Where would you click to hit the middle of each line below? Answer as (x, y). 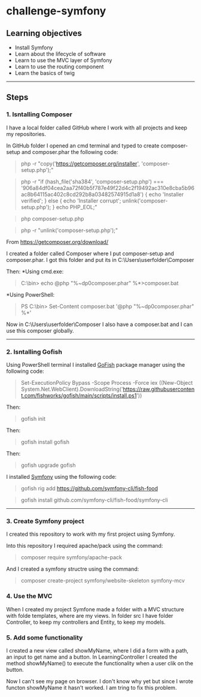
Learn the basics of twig (45, 73)
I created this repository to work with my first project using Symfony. (91, 534)
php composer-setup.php (52, 218)
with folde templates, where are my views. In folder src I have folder (90, 615)
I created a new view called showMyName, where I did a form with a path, (97, 650)
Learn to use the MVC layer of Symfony (63, 60)
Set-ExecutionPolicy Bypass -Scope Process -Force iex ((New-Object (107, 382)
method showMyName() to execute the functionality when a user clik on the (100, 663)
